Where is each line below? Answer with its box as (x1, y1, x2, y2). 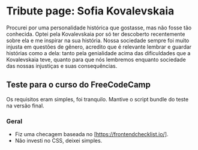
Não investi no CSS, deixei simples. (14, 137, 103, 145)
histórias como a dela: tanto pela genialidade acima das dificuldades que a (6, 49, 191, 56)
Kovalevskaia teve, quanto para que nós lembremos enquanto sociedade (6, 56, 186, 63)
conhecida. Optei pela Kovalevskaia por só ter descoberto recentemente (6, 30, 185, 37)
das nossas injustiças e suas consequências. (6, 62, 118, 70)
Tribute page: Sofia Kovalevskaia (6, 4, 175, 18)
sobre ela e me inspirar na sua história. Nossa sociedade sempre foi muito (6, 37, 190, 44)
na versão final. (6, 102, 44, 109)
